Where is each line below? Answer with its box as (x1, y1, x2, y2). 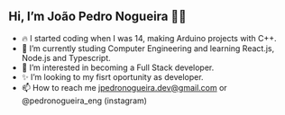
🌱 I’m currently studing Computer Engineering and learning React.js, (21, 42, 275, 54)
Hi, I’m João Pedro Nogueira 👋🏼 (8, 9, 187, 24)
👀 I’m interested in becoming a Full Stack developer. (21, 62, 215, 73)
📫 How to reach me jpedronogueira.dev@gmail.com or (21, 82, 227, 93)
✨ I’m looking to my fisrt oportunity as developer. (21, 71, 204, 82)
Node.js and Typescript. (21, 52, 112, 63)
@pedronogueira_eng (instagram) (21, 95, 148, 106)
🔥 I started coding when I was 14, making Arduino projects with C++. (21, 32, 277, 43)
